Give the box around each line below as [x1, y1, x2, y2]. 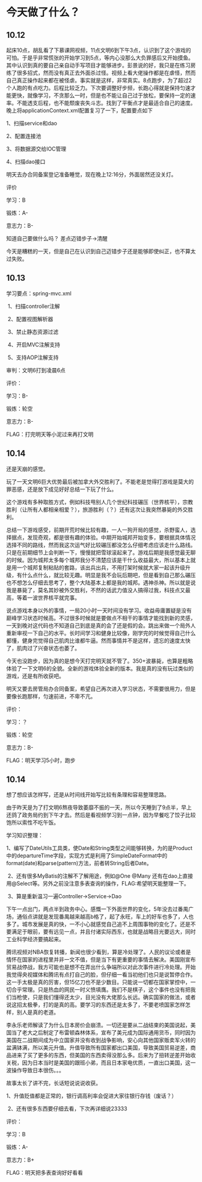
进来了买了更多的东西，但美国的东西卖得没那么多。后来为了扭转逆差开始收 [11, 1052, 196, 1059]
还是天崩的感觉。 [6, 465, 49, 472]
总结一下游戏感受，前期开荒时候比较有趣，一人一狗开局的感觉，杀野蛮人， [6, 526, 191, 533]
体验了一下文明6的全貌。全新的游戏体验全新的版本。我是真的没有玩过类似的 [6, 664, 194, 672]
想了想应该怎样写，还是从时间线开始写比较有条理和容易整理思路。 [6, 791, 170, 798]
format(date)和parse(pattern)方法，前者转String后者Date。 [6, 860, 152, 867]
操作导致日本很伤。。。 [11, 1067, 64, 1074]
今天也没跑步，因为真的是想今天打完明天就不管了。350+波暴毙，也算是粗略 [6, 657, 194, 664]
